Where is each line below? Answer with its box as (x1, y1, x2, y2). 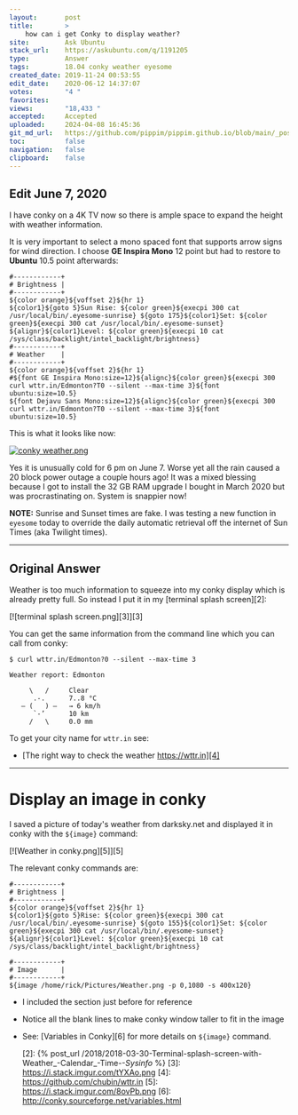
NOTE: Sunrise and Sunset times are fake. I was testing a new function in (9, 508, 277, 519)
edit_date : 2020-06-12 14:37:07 (9, 79, 141, 88)
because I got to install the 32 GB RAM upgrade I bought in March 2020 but (9, 482, 286, 492)
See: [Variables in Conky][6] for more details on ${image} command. (21, 1031, 272, 1042)
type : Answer (9, 54, 90, 63)
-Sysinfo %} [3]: (121, 1058, 181, 1069)
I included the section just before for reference (21, 997, 192, 1007)
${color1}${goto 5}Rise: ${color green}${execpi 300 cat (9, 912, 224, 920)
